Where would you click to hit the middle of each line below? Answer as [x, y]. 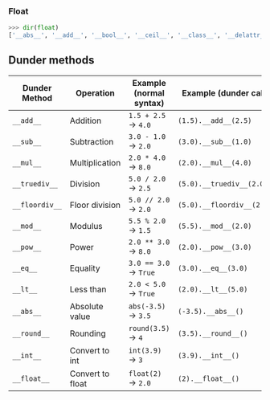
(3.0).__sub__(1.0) [215, 141]
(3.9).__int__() [209, 355]
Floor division [95, 205]
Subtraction [92, 141]
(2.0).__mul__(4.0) [215, 163]
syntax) [149, 103]
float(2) [145, 373]
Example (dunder [216, 92]
